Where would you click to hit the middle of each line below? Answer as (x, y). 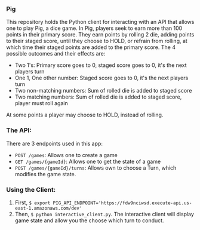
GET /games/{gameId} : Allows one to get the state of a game (88, 161)
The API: (19, 130)
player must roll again (41, 103)
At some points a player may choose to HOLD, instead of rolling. (85, 115)
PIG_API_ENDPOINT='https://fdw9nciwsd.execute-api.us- (122, 203)
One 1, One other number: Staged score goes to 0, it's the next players (101, 78)
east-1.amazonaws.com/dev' (48, 208)
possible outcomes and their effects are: (56, 54)
